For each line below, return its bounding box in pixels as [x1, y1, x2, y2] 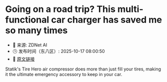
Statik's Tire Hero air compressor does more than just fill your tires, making [5, 66, 161, 72]
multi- [117, 3, 144, 15]
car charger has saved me [51, 14, 162, 25]
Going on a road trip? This [5, 3, 116, 15]
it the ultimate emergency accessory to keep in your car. [5, 71, 123, 77]
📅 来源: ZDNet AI [12, 41, 47, 48]
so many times [5, 25, 68, 36]
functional [5, 14, 49, 25]
